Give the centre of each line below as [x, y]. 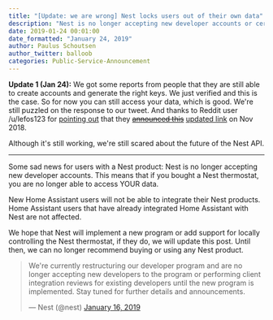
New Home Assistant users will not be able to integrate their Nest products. [134, 199]
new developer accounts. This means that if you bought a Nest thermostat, [134, 175]
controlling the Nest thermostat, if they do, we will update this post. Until [130, 241]
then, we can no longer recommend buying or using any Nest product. [126, 249]
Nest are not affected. [45, 217]
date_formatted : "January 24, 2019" [70, 39]
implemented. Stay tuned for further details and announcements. [136, 291]
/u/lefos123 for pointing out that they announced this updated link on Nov [131, 119]
